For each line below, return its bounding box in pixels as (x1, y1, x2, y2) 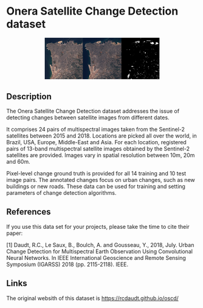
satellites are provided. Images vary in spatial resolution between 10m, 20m (6, 152, 195, 159)
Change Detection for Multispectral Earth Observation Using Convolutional (6, 248, 193, 255)
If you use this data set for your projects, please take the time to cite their (6, 223, 190, 230)
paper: (6, 229, 23, 237)
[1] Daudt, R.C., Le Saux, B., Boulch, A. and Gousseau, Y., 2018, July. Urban (6, 241, 194, 248)
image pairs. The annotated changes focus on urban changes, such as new (6, 177, 196, 183)
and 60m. (6, 158, 30, 165)
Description (6, 91, 52, 102)
